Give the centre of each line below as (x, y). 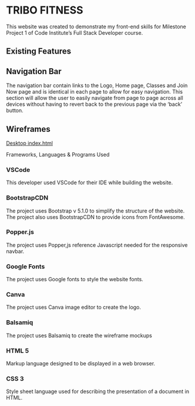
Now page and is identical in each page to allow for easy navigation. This (95, 92)
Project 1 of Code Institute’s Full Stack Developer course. (75, 32)
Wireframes (28, 129)
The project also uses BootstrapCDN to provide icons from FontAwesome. (95, 217)
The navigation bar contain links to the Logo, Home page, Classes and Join (97, 85)
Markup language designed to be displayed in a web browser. (81, 364)
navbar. (15, 251)
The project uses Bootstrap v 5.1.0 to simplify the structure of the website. (95, 211)
